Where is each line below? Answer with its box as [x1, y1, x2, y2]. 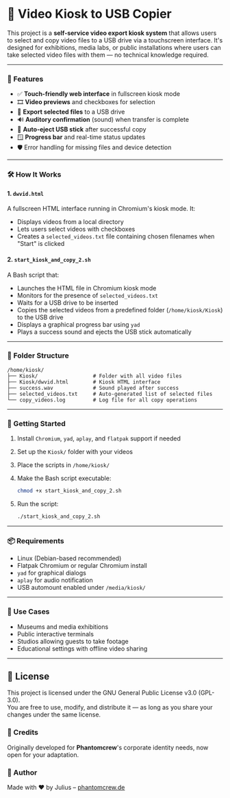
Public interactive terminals [16, 629, 94, 638]
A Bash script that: [7, 271, 60, 279]
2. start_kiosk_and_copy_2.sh [7, 255, 91, 263]
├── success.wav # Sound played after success [7, 384, 179, 391]
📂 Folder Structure [7, 351, 70, 360]
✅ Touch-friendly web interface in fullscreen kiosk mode [16, 90, 180, 98]
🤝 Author [7, 767, 38, 777]
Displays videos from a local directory [16, 218, 125, 226]
